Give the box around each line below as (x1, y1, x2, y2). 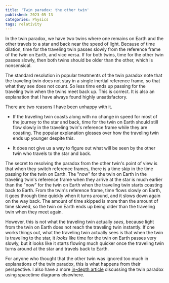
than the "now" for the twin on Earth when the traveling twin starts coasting (5, 182, 163, 188)
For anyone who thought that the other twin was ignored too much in (5, 256, 148, 262)
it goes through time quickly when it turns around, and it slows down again (5, 193, 161, 199)
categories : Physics (5, 17, 49, 22)
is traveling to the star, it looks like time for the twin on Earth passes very (5, 235, 157, 241)
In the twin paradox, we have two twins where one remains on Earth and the (5, 36, 164, 42)
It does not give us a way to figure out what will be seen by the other (12, 145, 156, 151)
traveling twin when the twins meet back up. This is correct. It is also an (5, 88, 155, 95)
